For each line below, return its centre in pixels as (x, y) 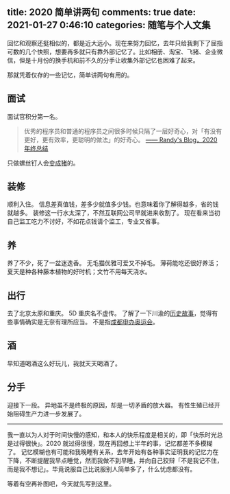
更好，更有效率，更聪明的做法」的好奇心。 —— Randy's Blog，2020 (120, 139)
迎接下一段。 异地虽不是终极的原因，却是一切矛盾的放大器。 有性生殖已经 (111, 405)
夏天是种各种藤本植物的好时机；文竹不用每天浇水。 (79, 272)
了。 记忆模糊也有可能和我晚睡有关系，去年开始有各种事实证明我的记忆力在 (113, 451)
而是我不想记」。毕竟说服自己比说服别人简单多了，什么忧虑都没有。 (102, 469)
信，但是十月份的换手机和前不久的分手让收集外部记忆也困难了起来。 (103, 60)
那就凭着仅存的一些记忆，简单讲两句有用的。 (70, 75)
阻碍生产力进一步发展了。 (49, 414)
